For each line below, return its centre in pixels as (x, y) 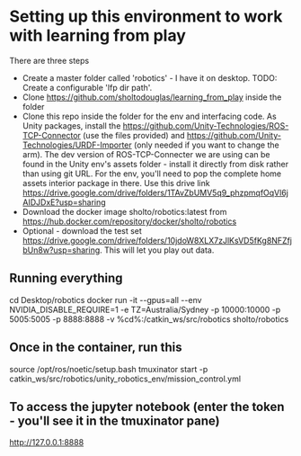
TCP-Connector (51, 135)
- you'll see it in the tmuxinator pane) (115, 420)
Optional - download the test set (82, 230)
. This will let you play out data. (157, 250)
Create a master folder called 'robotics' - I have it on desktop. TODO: (150, 77)
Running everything (66, 278)
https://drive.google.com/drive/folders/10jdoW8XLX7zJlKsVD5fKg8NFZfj (157, 240)
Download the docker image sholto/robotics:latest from (124, 211)
